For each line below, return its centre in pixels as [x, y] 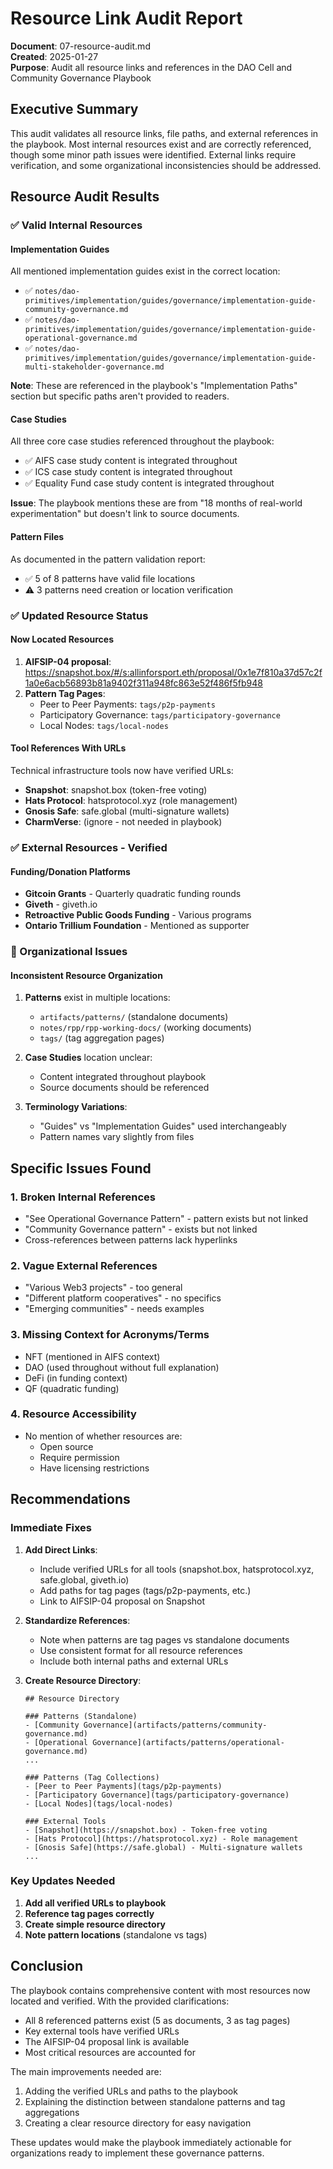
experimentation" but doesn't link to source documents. [125, 514]
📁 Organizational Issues [69, 952]
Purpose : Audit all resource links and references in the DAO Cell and [151, 67]
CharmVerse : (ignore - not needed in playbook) [123, 821]
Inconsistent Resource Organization [86, 975]
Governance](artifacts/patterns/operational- [189, 1742]
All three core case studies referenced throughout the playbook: [142, 441]
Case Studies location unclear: [88, 1058]
